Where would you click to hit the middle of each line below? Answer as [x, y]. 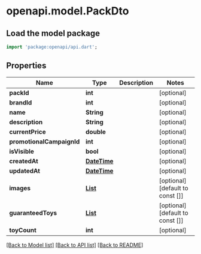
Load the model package [53, 33]
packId [19, 92]
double [96, 132]
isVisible [22, 151]
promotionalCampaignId [45, 141]
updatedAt [25, 171]
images [20, 188]
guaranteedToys [33, 213]
